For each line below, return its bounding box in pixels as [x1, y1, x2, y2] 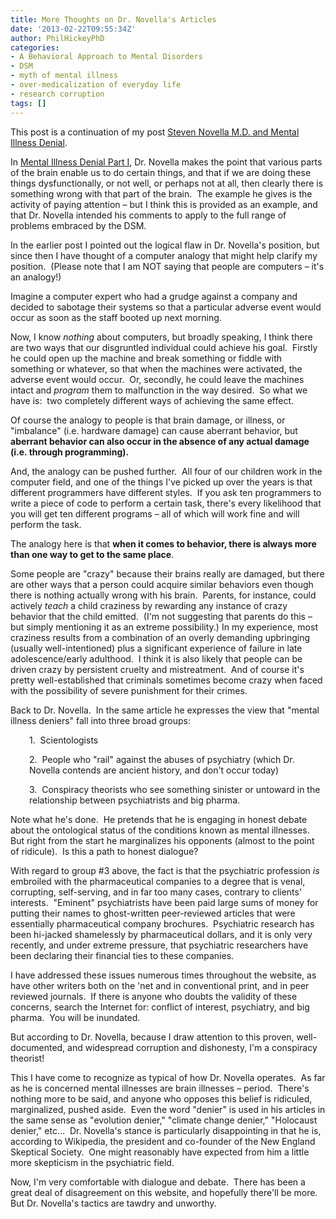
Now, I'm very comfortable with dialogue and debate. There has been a [10, 1176, 306, 1188]
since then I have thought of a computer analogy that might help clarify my [10, 249, 318, 261]
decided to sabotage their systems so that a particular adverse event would [10, 301, 322, 313]
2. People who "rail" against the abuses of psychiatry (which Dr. [29, 753, 295, 765]
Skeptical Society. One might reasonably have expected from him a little [10, 1146, 310, 1158]
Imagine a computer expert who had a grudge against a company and [10, 290, 298, 302]
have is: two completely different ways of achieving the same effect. [10, 394, 295, 406]
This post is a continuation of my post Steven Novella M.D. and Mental [10, 126, 300, 138]
